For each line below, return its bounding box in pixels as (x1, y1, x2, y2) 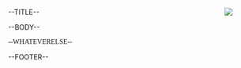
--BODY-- (8, 23, 40, 31)
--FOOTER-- (8, 52, 49, 62)
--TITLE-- (8, 8, 40, 16)
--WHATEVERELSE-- (8, 38, 73, 46)
